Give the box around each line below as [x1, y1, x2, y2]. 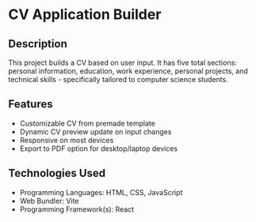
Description [8, 37, 67, 51]
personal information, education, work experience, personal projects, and [8, 66, 248, 76]
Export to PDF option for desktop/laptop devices [19, 144, 178, 153]
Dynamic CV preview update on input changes [19, 126, 172, 136]
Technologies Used [8, 167, 105, 180]
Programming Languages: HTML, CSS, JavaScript [19, 187, 183, 197]
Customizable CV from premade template [19, 119, 156, 128]
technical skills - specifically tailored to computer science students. [8, 75, 228, 84]
